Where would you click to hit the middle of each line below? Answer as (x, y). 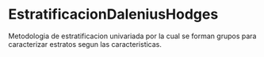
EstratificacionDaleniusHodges (113, 14)
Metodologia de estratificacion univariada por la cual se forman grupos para (132, 36)
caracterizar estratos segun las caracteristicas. (85, 44)
